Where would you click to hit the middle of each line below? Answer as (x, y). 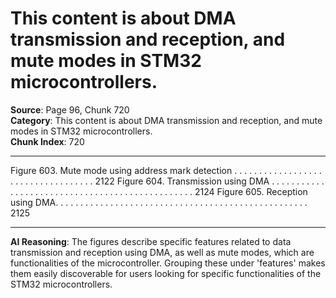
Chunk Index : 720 (47, 141)
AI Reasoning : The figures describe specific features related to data (151, 241)
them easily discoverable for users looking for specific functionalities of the (166, 273)
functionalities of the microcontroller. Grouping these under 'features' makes (168, 263)
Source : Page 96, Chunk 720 (70, 109)
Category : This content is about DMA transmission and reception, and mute (166, 120)
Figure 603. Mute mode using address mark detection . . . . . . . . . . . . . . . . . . (166, 170)
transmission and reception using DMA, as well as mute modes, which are (162, 252)
